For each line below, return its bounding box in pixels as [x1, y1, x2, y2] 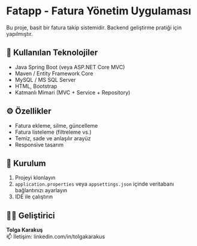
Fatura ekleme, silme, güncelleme [14, 122, 98, 129]
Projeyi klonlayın [14, 174, 56, 182]
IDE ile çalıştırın [14, 193, 53, 201]
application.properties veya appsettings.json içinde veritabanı [14, 180, 174, 187]
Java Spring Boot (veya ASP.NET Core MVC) [14, 63, 125, 70]
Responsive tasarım [14, 141, 64, 148]
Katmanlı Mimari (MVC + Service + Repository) [14, 88, 131, 96]
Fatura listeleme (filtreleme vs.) [14, 128, 92, 136]
